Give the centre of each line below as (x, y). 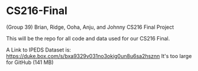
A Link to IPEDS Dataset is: (39, 50)
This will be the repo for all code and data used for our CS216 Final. (88, 38)
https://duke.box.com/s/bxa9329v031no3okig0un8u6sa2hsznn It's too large (99, 56)
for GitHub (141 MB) (30, 62)
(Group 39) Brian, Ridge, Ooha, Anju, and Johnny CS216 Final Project (90, 27)
